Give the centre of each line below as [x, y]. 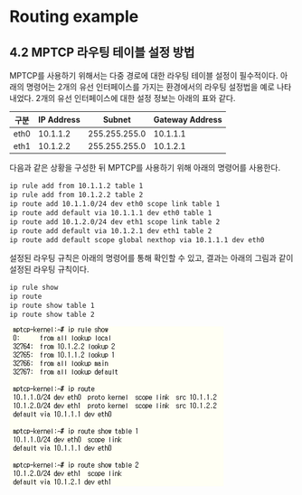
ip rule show [34, 287]
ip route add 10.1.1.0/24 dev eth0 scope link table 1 [115, 204]
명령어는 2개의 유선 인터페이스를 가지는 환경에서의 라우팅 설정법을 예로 [151, 87]
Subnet [117, 120]
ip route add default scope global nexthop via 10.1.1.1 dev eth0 [137, 240]
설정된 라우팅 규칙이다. [49, 269]
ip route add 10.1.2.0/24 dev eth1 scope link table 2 [115, 222]
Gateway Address [188, 120]
